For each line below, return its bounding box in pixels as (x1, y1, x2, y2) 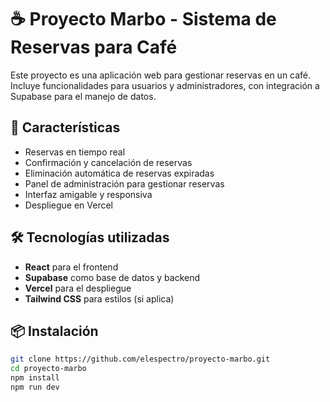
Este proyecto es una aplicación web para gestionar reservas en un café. (10, 69, 312, 81)
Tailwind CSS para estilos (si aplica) (24, 292, 175, 305)
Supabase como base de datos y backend (24, 271, 201, 283)
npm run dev (10, 382, 60, 392)
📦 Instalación (10, 322, 99, 340)
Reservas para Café (10, 36, 178, 59)
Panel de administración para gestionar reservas (24, 177, 225, 190)
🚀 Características (10, 119, 121, 136)
